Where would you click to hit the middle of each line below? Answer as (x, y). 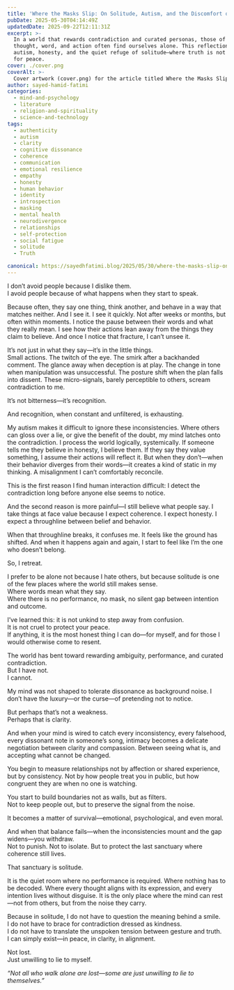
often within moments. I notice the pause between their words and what (110, 321)
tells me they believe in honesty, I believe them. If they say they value (107, 450)
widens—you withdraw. (41, 839)
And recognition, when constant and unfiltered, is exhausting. (95, 414)
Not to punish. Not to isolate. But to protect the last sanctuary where (105, 846)
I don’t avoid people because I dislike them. (69, 286)
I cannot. (20, 678)
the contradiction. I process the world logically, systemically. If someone (111, 442)
